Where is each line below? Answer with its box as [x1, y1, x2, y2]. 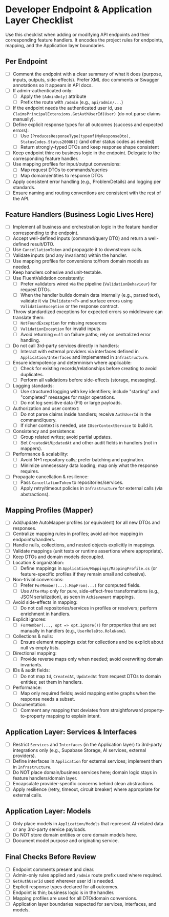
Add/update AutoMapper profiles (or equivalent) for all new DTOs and [12, 519, 160, 526]
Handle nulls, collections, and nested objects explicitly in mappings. [12, 542, 156, 548]
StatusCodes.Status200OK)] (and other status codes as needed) [20, 138, 155, 145]
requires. [20, 468, 39, 475]
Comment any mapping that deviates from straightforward [20, 707, 143, 713]
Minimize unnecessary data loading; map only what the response [20, 462, 158, 468]
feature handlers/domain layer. [12, 775, 78, 781]
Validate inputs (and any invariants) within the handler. [12, 252, 128, 258]
